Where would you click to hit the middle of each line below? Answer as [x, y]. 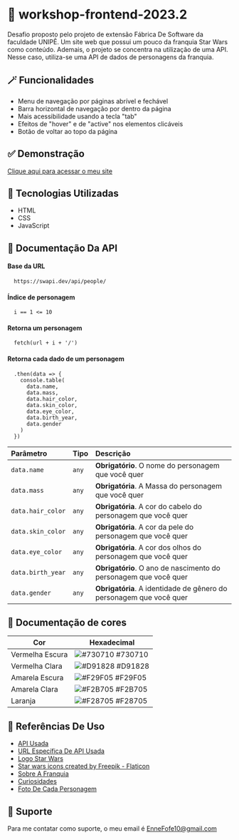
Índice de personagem [41, 297]
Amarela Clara [34, 690]
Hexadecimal [112, 642]
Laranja [23, 701]
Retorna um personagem [45, 328]
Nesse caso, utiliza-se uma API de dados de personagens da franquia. [111, 57]
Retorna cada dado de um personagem [66, 359]
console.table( [43, 380]
